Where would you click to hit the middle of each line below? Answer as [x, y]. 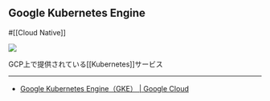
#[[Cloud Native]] [37, 32]
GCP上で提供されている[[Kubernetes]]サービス [86, 64]
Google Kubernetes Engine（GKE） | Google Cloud [104, 88]
